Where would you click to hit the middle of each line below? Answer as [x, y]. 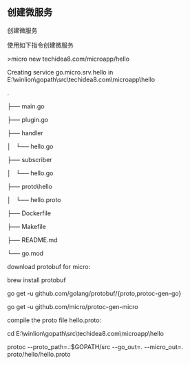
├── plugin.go [28, 119]
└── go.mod [25, 253]
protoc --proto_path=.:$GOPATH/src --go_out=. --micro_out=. [95, 346]
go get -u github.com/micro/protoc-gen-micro [73, 306]
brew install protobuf [37, 280]
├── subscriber [30, 159]
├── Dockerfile [29, 213]
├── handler [25, 132]
